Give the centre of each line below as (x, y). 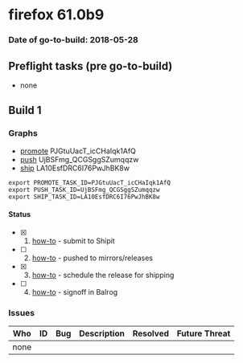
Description (102, 333)
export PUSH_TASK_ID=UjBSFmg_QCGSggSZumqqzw (84, 190)
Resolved (151, 333)
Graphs (23, 133)
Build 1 (25, 110)
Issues (22, 312)
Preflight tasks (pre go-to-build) (91, 66)
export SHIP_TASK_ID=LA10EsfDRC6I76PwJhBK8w (84, 197)
